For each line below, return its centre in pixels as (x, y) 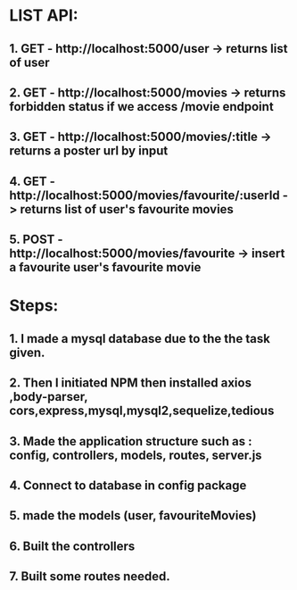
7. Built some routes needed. (90, 577)
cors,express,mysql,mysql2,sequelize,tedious (142, 411)
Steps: (34, 306)
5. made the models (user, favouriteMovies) (133, 515)
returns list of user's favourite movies (127, 209)
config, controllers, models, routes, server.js (136, 455)
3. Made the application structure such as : (131, 441)
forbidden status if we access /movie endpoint (141, 107)
